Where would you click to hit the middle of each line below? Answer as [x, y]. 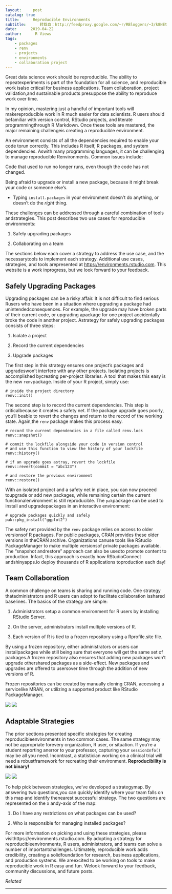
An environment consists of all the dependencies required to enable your [82, 140]
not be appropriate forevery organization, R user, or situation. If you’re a [81, 744]
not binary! [17, 766]
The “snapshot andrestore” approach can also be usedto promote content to [86, 551]
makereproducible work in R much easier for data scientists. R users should [85, 114]
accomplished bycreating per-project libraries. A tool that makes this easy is [85, 376]
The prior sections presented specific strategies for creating [69, 734]
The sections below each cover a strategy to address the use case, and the [85, 254]
